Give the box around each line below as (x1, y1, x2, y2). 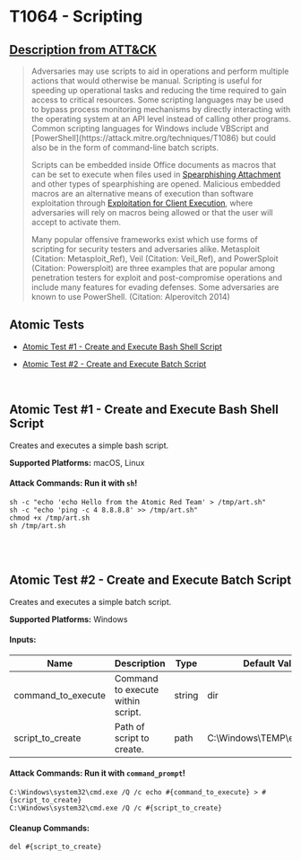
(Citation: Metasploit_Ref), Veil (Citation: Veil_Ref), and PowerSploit (30, 253, 279, 264)
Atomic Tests (9, 317, 85, 333)
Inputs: (9, 635, 37, 645)
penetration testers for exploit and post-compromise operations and (30, 272, 283, 283)
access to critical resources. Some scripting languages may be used (30, 94, 284, 105)
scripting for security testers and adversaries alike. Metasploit (30, 244, 261, 254)
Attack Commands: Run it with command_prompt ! (9, 768, 186, 778)
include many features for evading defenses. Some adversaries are (30, 282, 279, 293)
